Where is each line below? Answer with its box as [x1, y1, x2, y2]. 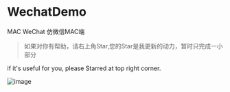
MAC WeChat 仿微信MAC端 [7, 27, 85, 35]
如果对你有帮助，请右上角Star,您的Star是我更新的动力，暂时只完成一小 [23, 42, 223, 50]
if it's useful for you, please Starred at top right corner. [7, 64, 161, 72]
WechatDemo [7, 4, 87, 20]
